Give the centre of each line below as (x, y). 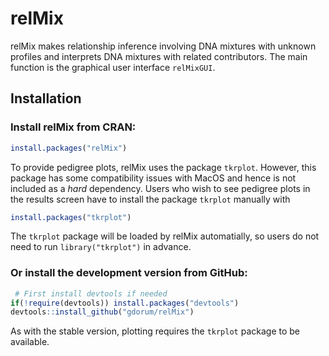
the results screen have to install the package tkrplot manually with (150, 199)
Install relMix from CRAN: (73, 127)
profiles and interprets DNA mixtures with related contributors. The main (159, 56)
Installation (46, 98)
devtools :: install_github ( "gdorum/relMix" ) (102, 312)
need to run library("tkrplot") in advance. (101, 247)
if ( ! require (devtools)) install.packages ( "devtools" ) (125, 303)
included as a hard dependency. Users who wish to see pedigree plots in (160, 188)
